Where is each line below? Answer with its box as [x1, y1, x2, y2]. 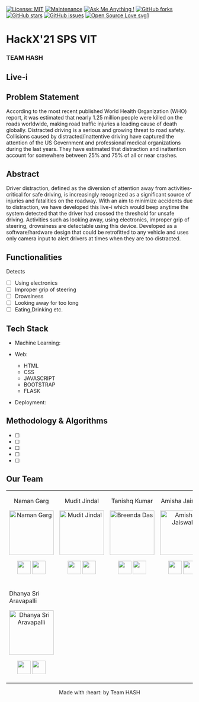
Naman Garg [14, 497, 49, 505]
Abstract [6, 169, 40, 179]
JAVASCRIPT [23, 375, 56, 382]
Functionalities [6, 252, 62, 262]
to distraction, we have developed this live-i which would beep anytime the [6, 204, 189, 211]
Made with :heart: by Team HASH [59, 688, 140, 695]
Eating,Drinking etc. [14, 306, 63, 313]
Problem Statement [6, 92, 79, 102]
